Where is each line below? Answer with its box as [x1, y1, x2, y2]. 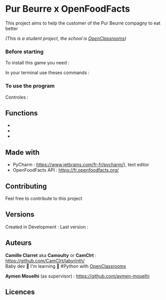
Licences [5, 287, 35, 296]
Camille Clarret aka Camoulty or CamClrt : [5, 252, 97, 258]
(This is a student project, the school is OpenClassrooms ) [5, 35, 127, 41]
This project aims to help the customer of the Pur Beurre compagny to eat [5, 20, 161, 26]
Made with [5, 148, 40, 156]
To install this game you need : [5, 60, 70, 66]
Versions [5, 210, 35, 219]
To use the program [5, 82, 55, 89]
